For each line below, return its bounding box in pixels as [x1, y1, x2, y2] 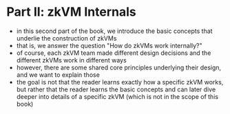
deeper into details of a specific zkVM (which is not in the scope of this [16, 92, 218, 100]
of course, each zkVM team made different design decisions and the [16, 49, 211, 57]
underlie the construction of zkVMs [16, 34, 117, 42]
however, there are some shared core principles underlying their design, [16, 63, 222, 71]
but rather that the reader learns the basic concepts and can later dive [16, 85, 216, 93]
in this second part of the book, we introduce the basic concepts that [16, 27, 213, 35]
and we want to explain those [16, 70, 101, 79]
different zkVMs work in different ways [16, 56, 127, 64]
